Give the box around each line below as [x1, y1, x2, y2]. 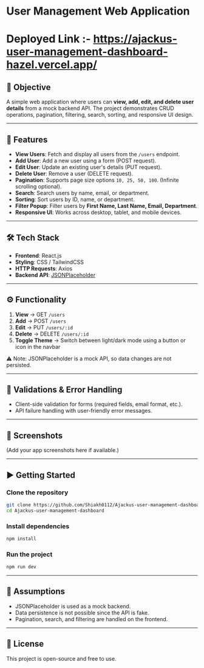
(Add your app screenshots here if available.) [6, 447, 120, 454]
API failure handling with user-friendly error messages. [15, 407, 153, 415]
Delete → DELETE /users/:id [15, 330, 89, 337]
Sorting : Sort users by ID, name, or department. [15, 196, 135, 203]
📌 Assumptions [6, 587, 66, 597]
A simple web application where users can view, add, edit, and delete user [6, 98, 194, 106]
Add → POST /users [15, 317, 67, 325]
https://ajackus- [93, 32, 178, 46]
